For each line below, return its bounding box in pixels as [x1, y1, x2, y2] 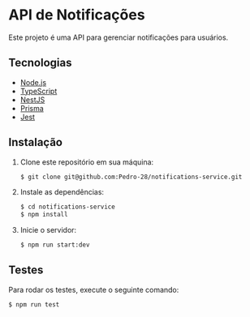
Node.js [19, 77, 47, 87]
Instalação [8, 135, 63, 149]
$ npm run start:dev [19, 241, 90, 249]
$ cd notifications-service [19, 203, 115, 212]
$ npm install [19, 211, 68, 219]
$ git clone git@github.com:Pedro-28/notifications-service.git [19, 173, 243, 181]
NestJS [19, 95, 45, 105]
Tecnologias [8, 56, 72, 70]
